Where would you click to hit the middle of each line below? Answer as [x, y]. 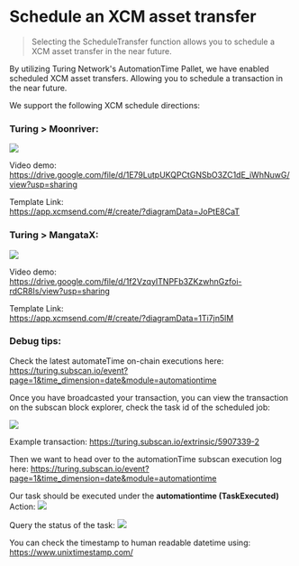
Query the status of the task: [62, 524]
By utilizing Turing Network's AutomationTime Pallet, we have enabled [140, 69]
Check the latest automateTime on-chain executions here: [117, 361]
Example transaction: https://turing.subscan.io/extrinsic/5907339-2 [134, 441]
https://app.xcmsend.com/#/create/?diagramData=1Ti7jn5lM [122, 318]
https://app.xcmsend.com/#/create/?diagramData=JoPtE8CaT [125, 212]
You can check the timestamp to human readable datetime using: [130, 543]
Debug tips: [35, 341]
